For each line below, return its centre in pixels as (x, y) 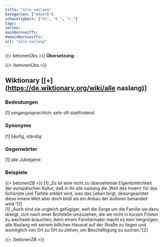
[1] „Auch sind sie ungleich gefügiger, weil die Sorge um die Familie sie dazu (82, 209)
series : (13, 28)
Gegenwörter (21, 149)
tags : (11, 23)
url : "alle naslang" (26, 42)
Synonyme (18, 126)
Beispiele (16, 172)
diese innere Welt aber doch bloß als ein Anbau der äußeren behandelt (76, 199)
